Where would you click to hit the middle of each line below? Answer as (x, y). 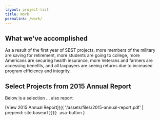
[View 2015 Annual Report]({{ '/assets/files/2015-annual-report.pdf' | (74, 107)
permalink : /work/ (24, 19)
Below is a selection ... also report (39, 98)
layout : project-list (27, 10)
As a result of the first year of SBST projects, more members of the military (80, 50)
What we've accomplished (46, 38)
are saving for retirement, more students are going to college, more (72, 55)
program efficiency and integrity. (38, 71)
